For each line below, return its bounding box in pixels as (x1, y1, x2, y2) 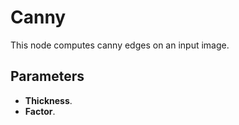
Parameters (10, 68, 85, 85)
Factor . (24, 105, 56, 117)
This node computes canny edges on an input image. (10, 39, 230, 51)
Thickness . (24, 94, 73, 106)
